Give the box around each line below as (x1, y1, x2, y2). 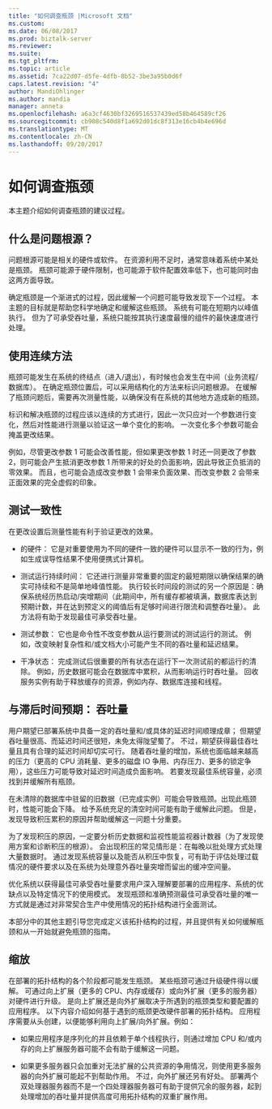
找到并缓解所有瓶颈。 (8, 776, 79, 786)
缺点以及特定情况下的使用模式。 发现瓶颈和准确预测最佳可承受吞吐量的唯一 (8, 889, 259, 899)
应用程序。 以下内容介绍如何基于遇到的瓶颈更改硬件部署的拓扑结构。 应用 (8, 1006, 253, 1016)
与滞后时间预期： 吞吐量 (8, 703, 128, 716)
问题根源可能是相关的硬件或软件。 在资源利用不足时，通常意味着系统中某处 (8, 255, 259, 264)
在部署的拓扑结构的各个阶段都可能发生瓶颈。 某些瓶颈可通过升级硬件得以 (8, 975, 252, 986)
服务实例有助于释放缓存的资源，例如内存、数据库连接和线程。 (19, 677, 227, 686)
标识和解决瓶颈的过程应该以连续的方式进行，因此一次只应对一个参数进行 (8, 410, 249, 419)
